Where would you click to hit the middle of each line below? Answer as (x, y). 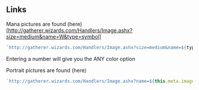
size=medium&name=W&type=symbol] (54, 36)
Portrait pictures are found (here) (46, 70)
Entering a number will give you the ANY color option (71, 59)
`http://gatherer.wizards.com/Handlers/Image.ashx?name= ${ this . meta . (94, 81)
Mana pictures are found (36, 24)
